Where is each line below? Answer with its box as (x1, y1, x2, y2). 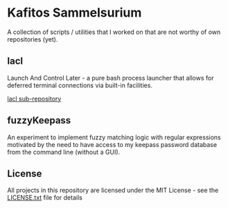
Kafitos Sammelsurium (7, 5, 142, 21)
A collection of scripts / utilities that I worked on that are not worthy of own (7, 28, 221, 36)
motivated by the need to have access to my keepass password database (7, 140, 217, 148)
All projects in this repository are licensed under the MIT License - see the (7, 186, 219, 195)
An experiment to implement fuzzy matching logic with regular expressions (7, 133, 221, 141)
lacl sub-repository (7, 94, 62, 103)
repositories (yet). (7, 35, 58, 43)
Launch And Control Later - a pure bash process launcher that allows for (7, 73, 214, 82)
